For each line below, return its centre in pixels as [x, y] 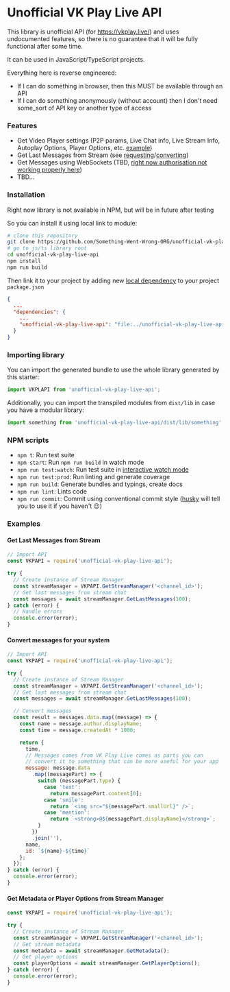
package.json [26, 287]
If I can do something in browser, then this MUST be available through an [120, 86]
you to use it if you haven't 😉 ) [60, 506]
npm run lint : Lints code [52, 492]
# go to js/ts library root [47, 248]
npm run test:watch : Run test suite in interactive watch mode [103, 470]
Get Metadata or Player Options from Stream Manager [86, 898]
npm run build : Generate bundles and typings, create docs [100, 484]
